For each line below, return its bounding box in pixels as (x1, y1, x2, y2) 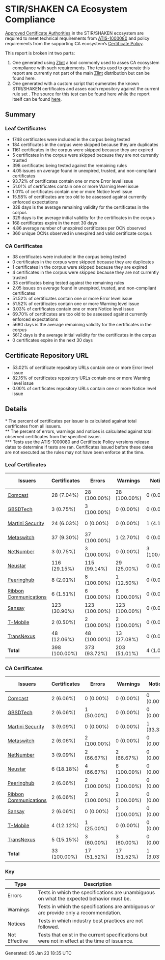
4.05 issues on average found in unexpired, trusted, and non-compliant (12, 168, 156, 173)
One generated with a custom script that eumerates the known (12, 80, 139, 86)
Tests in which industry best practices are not (38, 917, 143, 924)
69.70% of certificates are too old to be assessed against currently (12, 311, 148, 317)
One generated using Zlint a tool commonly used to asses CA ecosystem (12, 59, 160, 65)
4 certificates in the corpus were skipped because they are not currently (12, 269, 159, 275)
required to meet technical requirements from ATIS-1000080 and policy (5, 35, 150, 41)
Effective (7, 937, 28, 944)
